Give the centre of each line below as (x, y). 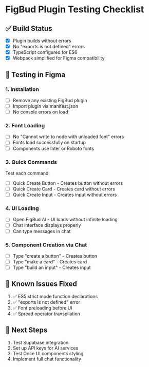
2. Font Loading (25, 126)
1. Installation (22, 89)
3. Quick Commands (31, 162)
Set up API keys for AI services (45, 348)
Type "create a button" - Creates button (55, 256)
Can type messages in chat (42, 231)
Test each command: (28, 173)
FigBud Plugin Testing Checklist (75, 9)
